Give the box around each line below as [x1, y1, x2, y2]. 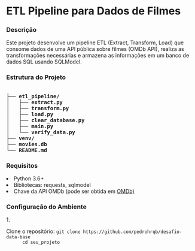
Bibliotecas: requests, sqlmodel [14, 182, 91, 189]
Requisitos [6, 161, 38, 170]
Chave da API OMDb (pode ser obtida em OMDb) [14, 188, 135, 195]
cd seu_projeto [22, 240, 60, 246]
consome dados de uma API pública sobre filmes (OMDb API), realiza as [6, 46, 184, 53]
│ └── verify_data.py [6, 129, 76, 135]
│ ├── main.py [6, 123, 54, 129]
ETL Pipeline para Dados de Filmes [6, 4, 181, 18]
